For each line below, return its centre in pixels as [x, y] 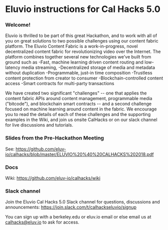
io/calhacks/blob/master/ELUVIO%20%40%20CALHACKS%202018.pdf [79, 154]
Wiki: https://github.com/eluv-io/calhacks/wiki [53, 178]
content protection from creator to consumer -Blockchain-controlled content [84, 78]
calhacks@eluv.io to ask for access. [42, 222]
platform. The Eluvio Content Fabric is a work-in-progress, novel [71, 46]
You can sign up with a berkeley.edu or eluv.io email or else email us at [78, 217]
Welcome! [18, 25]
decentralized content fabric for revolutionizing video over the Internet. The [83, 51]
